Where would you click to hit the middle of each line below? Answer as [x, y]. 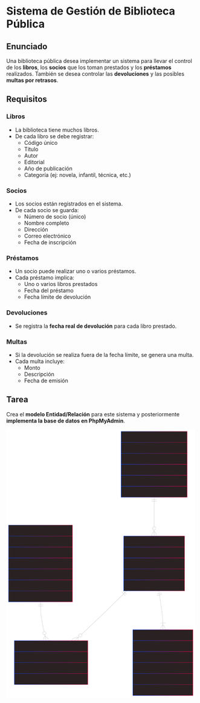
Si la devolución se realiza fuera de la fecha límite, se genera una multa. [104, 355]
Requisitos [27, 99]
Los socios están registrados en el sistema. [69, 204]
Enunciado [27, 46]
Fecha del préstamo [49, 291]
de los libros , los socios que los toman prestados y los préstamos [89, 67]
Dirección [36, 229]
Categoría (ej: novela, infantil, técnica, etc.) [77, 175]
